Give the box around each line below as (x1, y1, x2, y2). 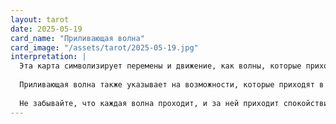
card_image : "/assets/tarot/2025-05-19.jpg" (10, 42, 199, 53)
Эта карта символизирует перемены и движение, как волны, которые (19, 61, 302, 71)
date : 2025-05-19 (10, 24, 83, 34)
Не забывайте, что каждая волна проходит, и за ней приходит (19, 98, 280, 108)
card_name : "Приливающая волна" (10, 33, 145, 43)
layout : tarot (10, 14, 70, 25)
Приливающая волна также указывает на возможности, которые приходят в (19, 80, 325, 90)
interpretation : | (10, 52, 87, 62)
